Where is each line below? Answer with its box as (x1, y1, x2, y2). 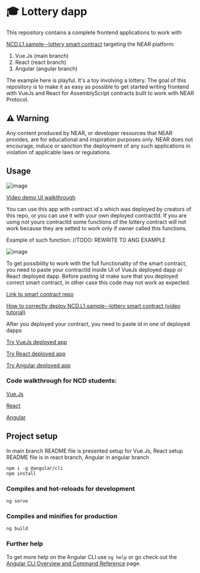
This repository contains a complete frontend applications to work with (6, 28, 182, 36)
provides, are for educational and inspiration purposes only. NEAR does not (6, 136, 193, 143)
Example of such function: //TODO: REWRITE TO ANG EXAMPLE (6, 236, 166, 243)
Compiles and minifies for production (6, 512, 117, 520)
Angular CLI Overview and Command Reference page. (6, 560, 141, 567)
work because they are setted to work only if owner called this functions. (6, 224, 187, 232)
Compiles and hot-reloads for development (6, 484, 136, 493)
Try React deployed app (6, 350, 66, 357)
